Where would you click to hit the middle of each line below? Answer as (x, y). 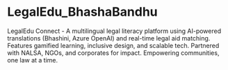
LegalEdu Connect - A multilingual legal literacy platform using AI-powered (114, 31)
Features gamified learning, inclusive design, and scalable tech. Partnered (113, 45)
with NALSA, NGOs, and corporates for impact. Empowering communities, (113, 53)
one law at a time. (33, 60)
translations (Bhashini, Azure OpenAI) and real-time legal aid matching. (109, 38)
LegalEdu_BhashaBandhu (82, 12)
